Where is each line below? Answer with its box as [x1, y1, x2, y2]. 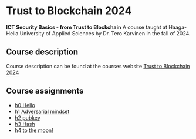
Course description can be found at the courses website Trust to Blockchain [6, 62, 190, 69]
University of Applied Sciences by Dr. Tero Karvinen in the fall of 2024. [19, 29, 191, 37]
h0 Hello [14, 101, 35, 108]
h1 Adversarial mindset [14, 108, 70, 115]
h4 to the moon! [14, 127, 54, 134]
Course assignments [6, 86, 84, 96]
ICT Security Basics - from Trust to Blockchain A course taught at [6, 24, 168, 31]
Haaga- [168, 24, 187, 31]
